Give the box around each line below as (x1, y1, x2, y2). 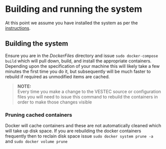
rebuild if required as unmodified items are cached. (5, 73, 110, 80)
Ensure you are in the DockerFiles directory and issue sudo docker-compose (5, 52, 158, 58)
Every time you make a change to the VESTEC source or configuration (17, 88, 162, 95)
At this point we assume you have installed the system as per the (5, 20, 138, 26)
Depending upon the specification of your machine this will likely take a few (5, 63, 160, 69)
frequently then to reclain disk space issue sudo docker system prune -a (5, 133, 154, 139)
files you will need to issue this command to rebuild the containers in (17, 94, 158, 99)
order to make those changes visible (17, 99, 92, 105)
